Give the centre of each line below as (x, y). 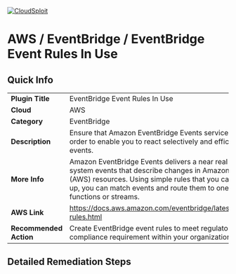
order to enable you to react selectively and (141, 142)
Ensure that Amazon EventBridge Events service (149, 133)
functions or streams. (104, 197)
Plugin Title (31, 98)
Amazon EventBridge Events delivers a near (142, 162)
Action (22, 237)
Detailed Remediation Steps (69, 262)
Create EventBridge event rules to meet (134, 228)
